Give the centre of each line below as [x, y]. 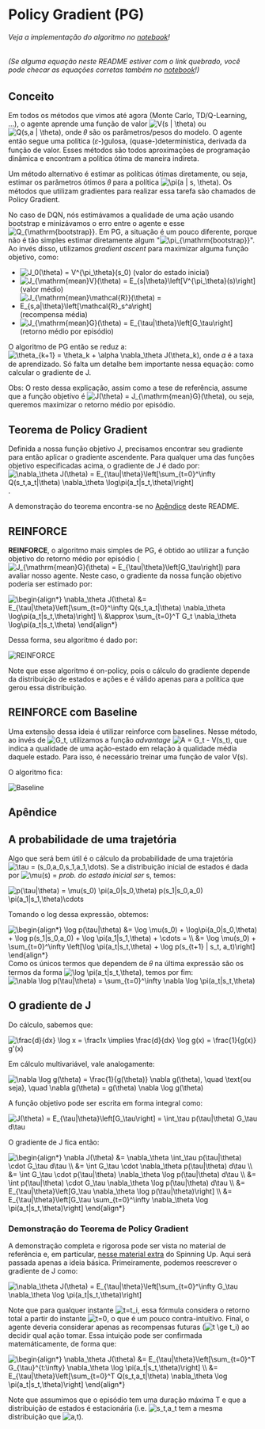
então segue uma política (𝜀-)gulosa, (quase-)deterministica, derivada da [127, 141]
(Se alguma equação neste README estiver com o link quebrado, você [124, 62]
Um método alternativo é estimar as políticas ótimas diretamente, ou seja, [128, 174]
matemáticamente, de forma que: [62, 1344]
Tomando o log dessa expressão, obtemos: [78, 915]
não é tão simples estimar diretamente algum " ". [132, 240]
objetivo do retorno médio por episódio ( [74, 559]
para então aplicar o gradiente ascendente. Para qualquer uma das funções [131, 457]
